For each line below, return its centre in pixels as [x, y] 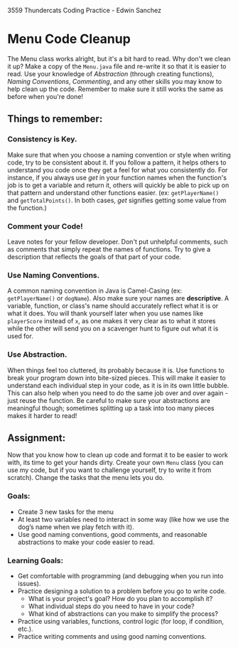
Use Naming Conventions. [54, 275]
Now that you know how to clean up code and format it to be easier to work [118, 455]
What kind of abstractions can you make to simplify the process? [123, 613]
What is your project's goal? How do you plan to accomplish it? [120, 598]
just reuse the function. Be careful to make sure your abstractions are [109, 400]
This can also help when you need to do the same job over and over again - [118, 393]
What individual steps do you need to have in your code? [111, 606]
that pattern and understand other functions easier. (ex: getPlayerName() [113, 192]
